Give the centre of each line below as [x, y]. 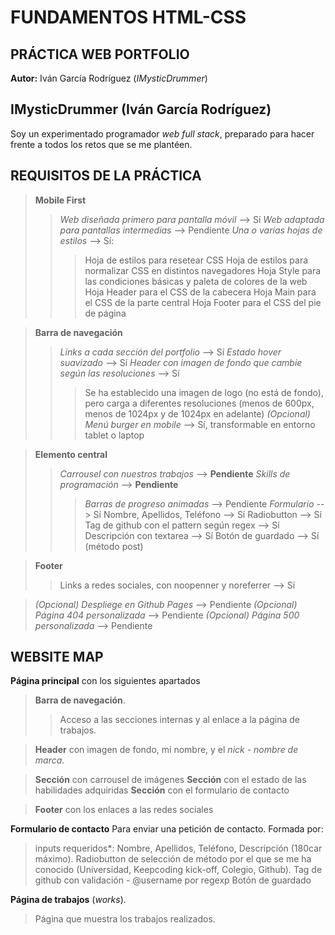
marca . [49, 760]
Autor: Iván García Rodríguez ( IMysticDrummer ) [109, 78]
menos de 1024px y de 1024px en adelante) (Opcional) [197, 413]
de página [105, 313]
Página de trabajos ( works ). [68, 900]
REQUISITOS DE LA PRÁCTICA [106, 176]
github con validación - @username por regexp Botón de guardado [173, 880]
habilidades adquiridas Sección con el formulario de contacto [162, 790]
